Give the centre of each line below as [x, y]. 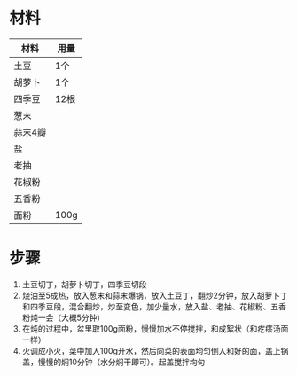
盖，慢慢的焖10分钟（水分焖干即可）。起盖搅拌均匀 [113, 362]
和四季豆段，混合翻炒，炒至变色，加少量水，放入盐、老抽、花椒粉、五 [150, 306]
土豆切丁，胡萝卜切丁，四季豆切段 [84, 284]
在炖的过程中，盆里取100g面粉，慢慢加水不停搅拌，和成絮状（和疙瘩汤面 [155, 328]
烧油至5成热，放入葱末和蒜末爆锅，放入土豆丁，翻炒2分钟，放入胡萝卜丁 [155, 295]
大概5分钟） [83, 317]
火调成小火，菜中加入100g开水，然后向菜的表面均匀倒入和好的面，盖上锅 [155, 350]
